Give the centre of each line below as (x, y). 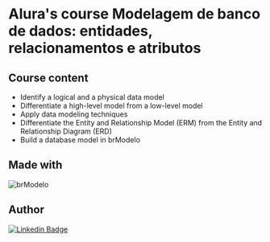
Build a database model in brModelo (80, 140)
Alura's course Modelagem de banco (134, 14)
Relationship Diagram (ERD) (66, 131)
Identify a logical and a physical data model (92, 97)
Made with (35, 165)
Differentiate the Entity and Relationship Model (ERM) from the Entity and (141, 123)
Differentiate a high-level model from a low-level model (111, 106)
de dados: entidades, (81, 31)
